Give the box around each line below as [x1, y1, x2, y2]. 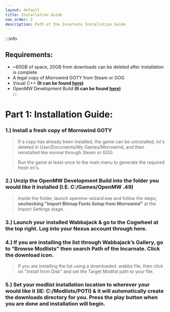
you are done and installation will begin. [5, 300, 106, 307]
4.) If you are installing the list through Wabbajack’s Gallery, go [5, 239, 163, 246]
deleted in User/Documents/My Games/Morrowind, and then [17, 144, 145, 150]
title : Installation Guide [5, 12, 62, 17]
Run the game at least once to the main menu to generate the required [17, 159, 165, 165]
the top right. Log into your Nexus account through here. [5, 225, 147, 232]
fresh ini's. [17, 164, 40, 171]
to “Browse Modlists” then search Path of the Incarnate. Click [5, 245, 160, 252]
